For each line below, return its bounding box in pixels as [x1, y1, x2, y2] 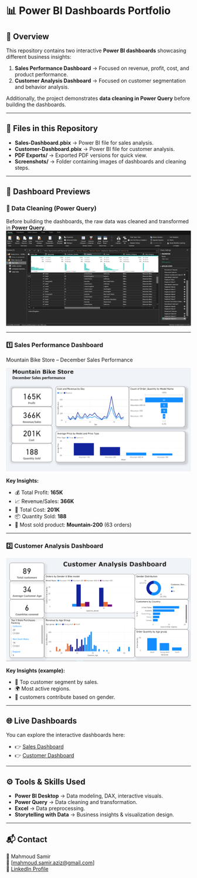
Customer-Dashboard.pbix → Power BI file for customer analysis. [14, 145, 175, 152]
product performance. [14, 71, 69, 78]
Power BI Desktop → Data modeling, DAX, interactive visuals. [14, 792, 163, 799]
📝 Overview [6, 31, 49, 41]
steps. [14, 164, 30, 171]
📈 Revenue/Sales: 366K [14, 498, 74, 505]
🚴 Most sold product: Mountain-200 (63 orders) [14, 521, 132, 528]
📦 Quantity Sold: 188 [14, 513, 67, 520]
